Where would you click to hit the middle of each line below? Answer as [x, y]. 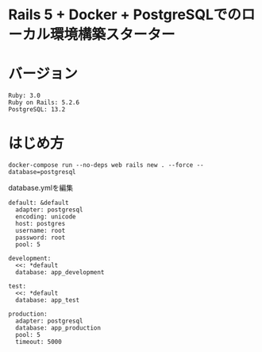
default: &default [39, 203]
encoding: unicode [46, 217]
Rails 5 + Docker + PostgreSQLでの [125, 15]
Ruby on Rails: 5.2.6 [44, 103]
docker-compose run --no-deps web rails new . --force [101, 165]
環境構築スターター [113, 35]
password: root [40, 238]
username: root [40, 231]
